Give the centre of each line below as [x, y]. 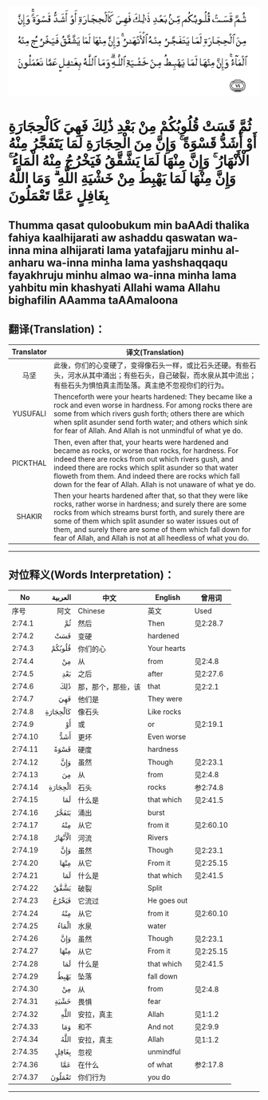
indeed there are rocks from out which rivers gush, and [143, 459]
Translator [29, 352]
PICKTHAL [29, 463]
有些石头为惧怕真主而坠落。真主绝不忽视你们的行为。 [141, 385]
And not [160, 1027]
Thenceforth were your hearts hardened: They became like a [153, 397]
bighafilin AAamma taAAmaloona [93, 300]
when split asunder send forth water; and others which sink [150, 423]
